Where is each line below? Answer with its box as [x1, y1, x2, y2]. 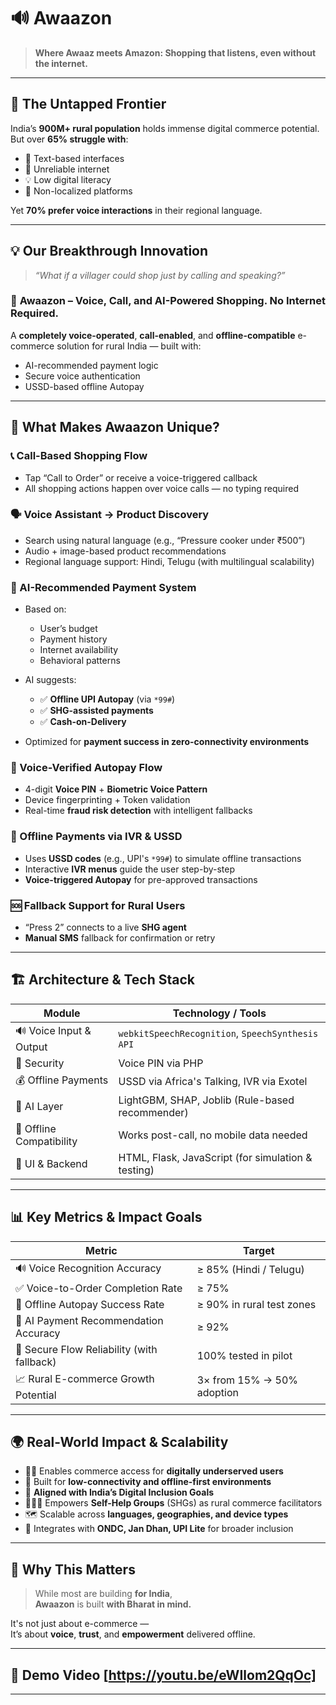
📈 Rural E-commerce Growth [15, 1371, 155, 1385]
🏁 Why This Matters [10, 1561, 136, 1578]
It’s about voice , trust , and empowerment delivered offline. [10, 1628, 256, 1640]
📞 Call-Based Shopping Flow [10, 449, 148, 463]
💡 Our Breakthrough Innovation [10, 243, 209, 260]
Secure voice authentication [24, 370, 141, 382]
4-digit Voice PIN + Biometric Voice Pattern [24, 783, 208, 795]
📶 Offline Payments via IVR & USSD [10, 830, 183, 844]
